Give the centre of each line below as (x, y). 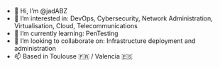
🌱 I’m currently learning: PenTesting (66, 33)
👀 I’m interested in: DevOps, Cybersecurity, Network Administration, (113, 18)
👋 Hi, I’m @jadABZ (40, 11)
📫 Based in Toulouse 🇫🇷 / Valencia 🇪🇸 (73, 56)
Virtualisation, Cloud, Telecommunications (76, 26)
